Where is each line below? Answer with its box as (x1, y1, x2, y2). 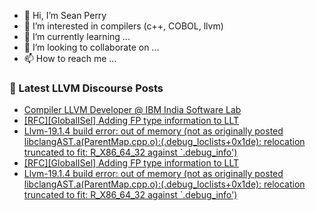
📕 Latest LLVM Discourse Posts (9, 81, 164, 95)
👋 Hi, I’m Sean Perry (23, 10, 107, 21)
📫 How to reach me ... (23, 53, 117, 64)
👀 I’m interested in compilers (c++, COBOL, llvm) (23, 20, 224, 32)
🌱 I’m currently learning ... (23, 31, 131, 42)
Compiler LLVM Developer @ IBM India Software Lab (23, 104, 242, 116)
